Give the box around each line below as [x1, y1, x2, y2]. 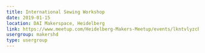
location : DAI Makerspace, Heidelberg [6, 20, 105, 26]
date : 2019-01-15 [6, 15, 51, 21]
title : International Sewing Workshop [6, 9, 105, 15]
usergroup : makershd [6, 32, 59, 38]
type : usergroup [6, 37, 48, 43]
